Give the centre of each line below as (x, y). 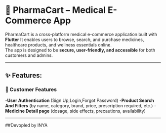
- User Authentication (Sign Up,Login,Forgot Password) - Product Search (80, 100)
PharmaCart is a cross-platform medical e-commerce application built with (81, 34)
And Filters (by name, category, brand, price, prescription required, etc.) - (81, 105)
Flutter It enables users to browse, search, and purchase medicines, (75, 40)
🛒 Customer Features (31, 89)
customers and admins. (29, 55)
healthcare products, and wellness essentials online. (59, 44)
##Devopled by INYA (26, 125)
